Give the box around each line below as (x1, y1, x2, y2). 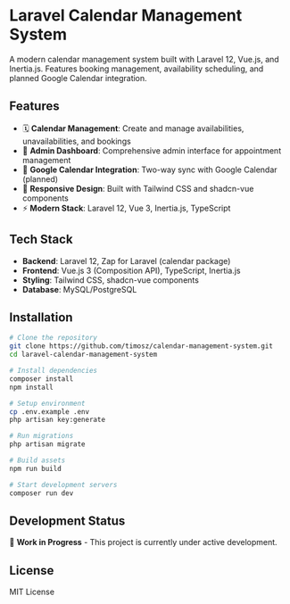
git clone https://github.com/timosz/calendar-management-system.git (9, 342, 274, 351)
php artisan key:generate (9, 416, 105, 425)
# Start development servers (9, 480, 118, 489)
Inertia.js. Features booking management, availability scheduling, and (9, 63, 264, 74)
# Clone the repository (9, 334, 98, 343)
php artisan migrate (9, 440, 87, 449)
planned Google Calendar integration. (9, 72, 147, 83)
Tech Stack (9, 232, 73, 247)
